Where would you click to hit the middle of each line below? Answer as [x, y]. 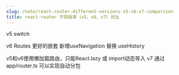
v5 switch [18, 33]
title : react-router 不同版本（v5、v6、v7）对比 [63, 17]
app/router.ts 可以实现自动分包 [44, 66]
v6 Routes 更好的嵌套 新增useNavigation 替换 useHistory [76, 46]
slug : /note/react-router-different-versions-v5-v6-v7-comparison [90, 11]
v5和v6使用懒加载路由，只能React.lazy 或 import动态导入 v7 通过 [85, 58]
